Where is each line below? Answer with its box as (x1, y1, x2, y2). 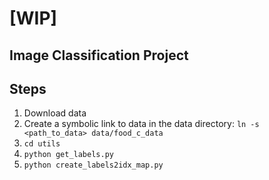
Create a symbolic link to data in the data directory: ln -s (23, 118, 260, 130)
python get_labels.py (23, 150, 114, 160)
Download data (23, 107, 87, 119)
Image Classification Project (9, 47, 189, 64)
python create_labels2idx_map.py (23, 160, 164, 171)
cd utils (23, 139, 61, 149)
